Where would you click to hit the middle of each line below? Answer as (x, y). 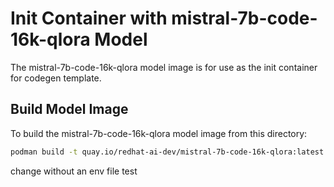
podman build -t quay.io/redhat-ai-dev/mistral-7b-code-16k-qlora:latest (167, 152)
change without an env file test (74, 171)
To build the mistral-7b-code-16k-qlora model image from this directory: (159, 133)
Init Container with (89, 18)
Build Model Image (69, 109)
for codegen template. (56, 78)
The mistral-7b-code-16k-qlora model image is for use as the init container (164, 67)
